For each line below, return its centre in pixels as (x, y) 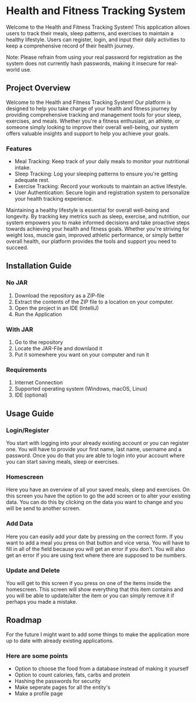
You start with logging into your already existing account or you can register (97, 443)
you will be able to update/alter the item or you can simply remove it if (90, 595)
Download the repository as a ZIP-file (59, 295)
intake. (23, 168)
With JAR (20, 329)
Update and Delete (33, 570)
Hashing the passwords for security (58, 681)
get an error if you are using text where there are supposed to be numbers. (97, 555)
